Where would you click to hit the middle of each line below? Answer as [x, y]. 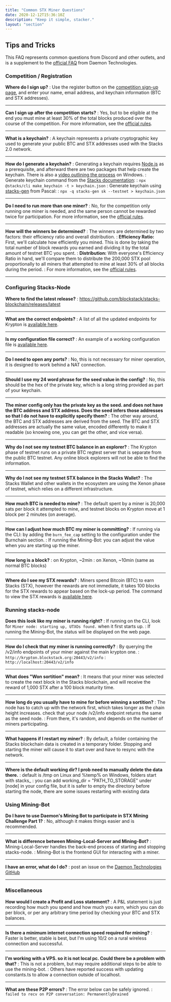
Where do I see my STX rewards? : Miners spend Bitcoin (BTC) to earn [80, 580]
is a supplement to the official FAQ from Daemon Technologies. [72, 63]
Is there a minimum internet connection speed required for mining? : [79, 932]
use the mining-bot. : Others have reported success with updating [74, 969]
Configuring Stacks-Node [38, 288]
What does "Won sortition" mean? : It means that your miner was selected [84, 677]
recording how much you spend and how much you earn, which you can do [84, 907]
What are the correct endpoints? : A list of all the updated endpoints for [81, 319]
